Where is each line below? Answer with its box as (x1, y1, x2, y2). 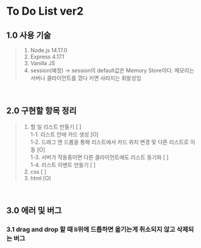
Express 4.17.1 (30, 53, 65, 60)
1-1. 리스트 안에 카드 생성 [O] (30, 130, 99, 138)
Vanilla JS (30, 60, 55, 66)
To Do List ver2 (6, 4, 84, 18)
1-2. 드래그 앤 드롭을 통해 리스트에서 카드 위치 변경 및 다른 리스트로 (30, 138, 189, 146)
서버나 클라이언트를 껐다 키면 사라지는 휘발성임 (30, 74, 141, 82)
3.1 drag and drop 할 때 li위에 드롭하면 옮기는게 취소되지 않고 (6, 225, 175, 234)
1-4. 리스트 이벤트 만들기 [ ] (30, 161, 96, 168)
